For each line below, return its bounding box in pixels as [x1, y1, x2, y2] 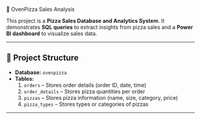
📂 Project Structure [6, 53, 79, 63]
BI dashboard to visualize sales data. [6, 30, 98, 37]
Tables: [14, 75, 34, 82]
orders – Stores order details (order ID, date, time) [23, 81, 147, 89]
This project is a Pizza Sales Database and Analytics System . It [6, 17, 165, 24]
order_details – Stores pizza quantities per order [23, 87, 145, 95]
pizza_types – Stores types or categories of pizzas [23, 100, 149, 108]
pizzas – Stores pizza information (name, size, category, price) [23, 94, 178, 101]
